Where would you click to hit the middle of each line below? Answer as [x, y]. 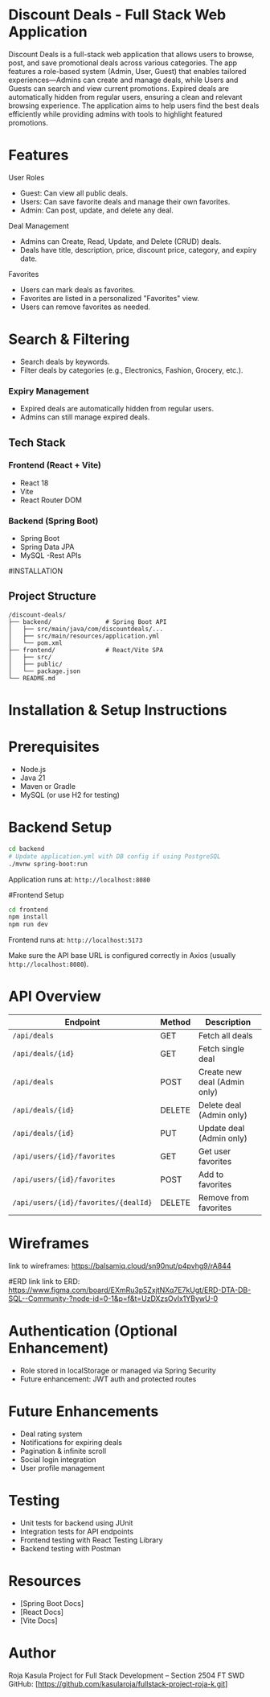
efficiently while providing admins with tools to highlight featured [115, 114]
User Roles [27, 177]
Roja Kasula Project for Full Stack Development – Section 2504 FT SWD [127, 1675]
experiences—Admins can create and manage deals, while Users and [123, 80]
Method [176, 1022]
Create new [220, 1072]
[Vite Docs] [39, 1621]
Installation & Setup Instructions [118, 710]
